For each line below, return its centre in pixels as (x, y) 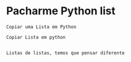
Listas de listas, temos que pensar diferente (65, 53)
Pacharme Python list (61, 11)
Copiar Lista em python (36, 37)
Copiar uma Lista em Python (41, 27)
